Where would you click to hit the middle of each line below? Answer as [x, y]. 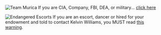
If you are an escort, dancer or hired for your [98, 17]
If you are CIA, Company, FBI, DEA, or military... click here [97, 8]
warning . [14, 27]
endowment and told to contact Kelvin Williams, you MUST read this [75, 22]
